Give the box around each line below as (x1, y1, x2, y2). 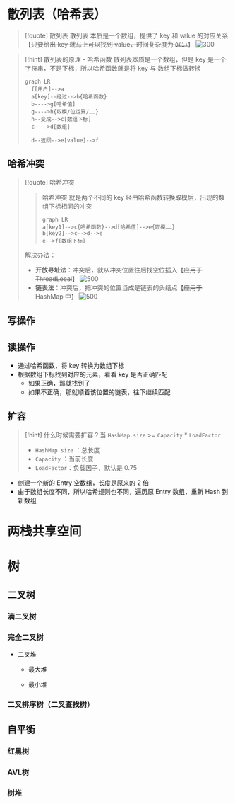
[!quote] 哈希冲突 (24, 178, 75, 186)
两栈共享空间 (7, 523, 83, 539)
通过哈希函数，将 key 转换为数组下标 (17, 361, 125, 369)
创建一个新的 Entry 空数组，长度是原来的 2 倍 (17, 478, 150, 487)
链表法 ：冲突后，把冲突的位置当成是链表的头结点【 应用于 (35, 283, 203, 292)
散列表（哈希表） (7, 6, 107, 23)
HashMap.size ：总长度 (35, 445, 100, 454)
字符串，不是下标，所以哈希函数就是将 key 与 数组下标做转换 (24, 64, 201, 72)
